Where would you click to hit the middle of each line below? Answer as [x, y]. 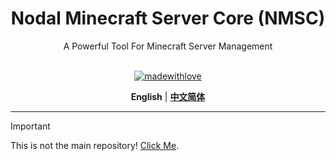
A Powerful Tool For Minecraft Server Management [168, 46]
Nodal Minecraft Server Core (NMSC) [168, 18]
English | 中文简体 [168, 96]
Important [30, 126]
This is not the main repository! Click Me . [95, 145]
